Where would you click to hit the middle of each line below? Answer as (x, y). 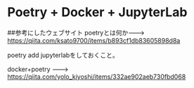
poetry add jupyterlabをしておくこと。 (63, 55)
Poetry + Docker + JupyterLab (97, 12)
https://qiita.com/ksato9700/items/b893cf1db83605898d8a (94, 40)
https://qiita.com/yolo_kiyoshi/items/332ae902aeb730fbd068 (97, 76)
